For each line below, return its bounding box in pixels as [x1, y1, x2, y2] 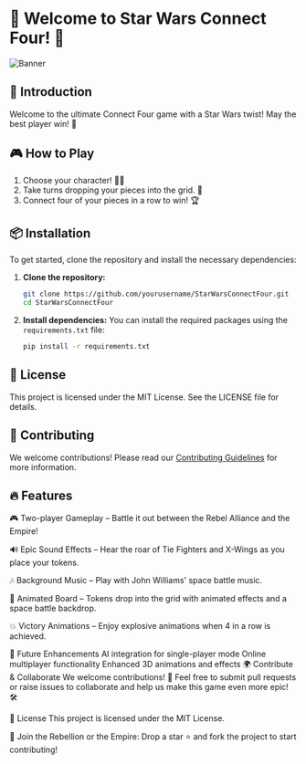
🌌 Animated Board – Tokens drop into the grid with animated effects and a [9, 593, 288, 604]
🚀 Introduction [9, 84, 93, 99]
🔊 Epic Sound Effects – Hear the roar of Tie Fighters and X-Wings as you [9, 544, 285, 555]
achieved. [9, 631, 47, 642]
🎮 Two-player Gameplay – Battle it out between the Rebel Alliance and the [9, 513, 290, 524]
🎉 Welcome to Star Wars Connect [9, 8, 267, 29]
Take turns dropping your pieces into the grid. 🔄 [22, 184, 204, 195]
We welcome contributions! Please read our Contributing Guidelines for [9, 452, 278, 463]
